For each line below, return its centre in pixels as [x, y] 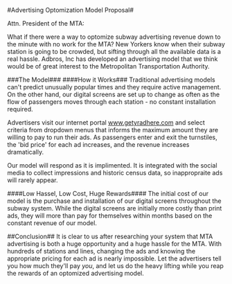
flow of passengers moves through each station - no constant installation [111, 102]
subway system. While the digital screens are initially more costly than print [115, 208]
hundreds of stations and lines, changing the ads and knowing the [101, 251]
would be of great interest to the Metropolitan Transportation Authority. [108, 66]
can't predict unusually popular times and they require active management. [114, 87]
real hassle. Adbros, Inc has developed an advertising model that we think [113, 59]
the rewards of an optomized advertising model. [75, 273]
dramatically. [25, 152]
